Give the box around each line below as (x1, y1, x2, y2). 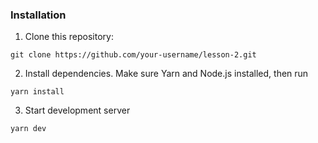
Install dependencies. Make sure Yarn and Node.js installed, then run (24, 68, 309, 80)
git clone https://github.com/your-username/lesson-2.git (10, 50, 257, 60)
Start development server (24, 104, 131, 117)
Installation (10, 8, 67, 22)
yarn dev (10, 124, 47, 134)
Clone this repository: (24, 31, 114, 43)
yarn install (10, 87, 65, 97)
